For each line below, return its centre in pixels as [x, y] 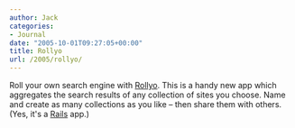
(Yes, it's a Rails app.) [50, 114]
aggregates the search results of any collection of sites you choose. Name [147, 95]
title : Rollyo [36, 51]
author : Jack [34, 18]
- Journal [28, 34]
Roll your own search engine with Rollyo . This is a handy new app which [143, 85]
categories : [32, 26]
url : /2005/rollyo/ [46, 59]
